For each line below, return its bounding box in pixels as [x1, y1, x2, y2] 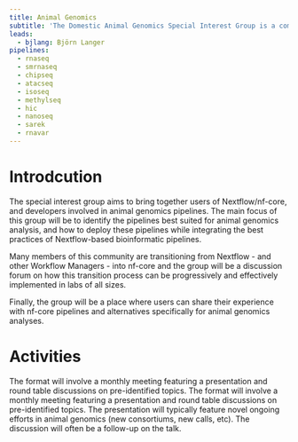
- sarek [17, 121, 46, 130]
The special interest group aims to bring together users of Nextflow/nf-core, [9, 196, 287, 207]
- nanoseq [17, 112, 53, 121]
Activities [9, 347, 82, 367]
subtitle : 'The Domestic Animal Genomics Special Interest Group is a [9, 21, 276, 30]
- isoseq [17, 87, 50, 96]
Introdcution [9, 167, 103, 187]
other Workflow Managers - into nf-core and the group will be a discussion [9, 260, 283, 271]
